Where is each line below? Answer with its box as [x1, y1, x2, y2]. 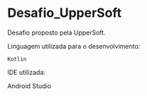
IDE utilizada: [7, 68, 46, 76]
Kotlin [7, 55, 27, 63]
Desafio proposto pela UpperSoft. [7, 28, 107, 37]
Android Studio [7, 81, 52, 90]
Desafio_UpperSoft [7, 5, 122, 21]
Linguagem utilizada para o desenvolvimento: [7, 42, 141, 50]
